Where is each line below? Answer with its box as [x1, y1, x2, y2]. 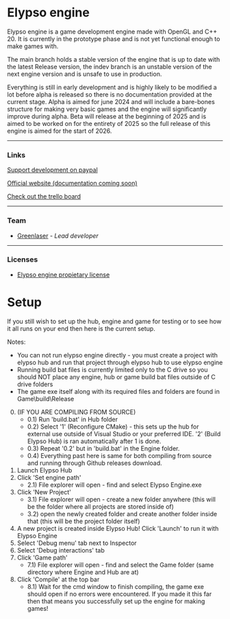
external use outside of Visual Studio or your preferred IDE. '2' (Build [27, 429, 221, 438]
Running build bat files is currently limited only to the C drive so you [16, 365, 208, 374]
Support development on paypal [7, 166, 98, 174]
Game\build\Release [16, 394, 75, 403]
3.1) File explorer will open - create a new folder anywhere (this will [27, 495, 216, 503]
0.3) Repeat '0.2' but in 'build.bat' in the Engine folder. [27, 444, 180, 453]
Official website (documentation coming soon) [7, 179, 138, 188]
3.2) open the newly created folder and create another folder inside [27, 509, 218, 518]
